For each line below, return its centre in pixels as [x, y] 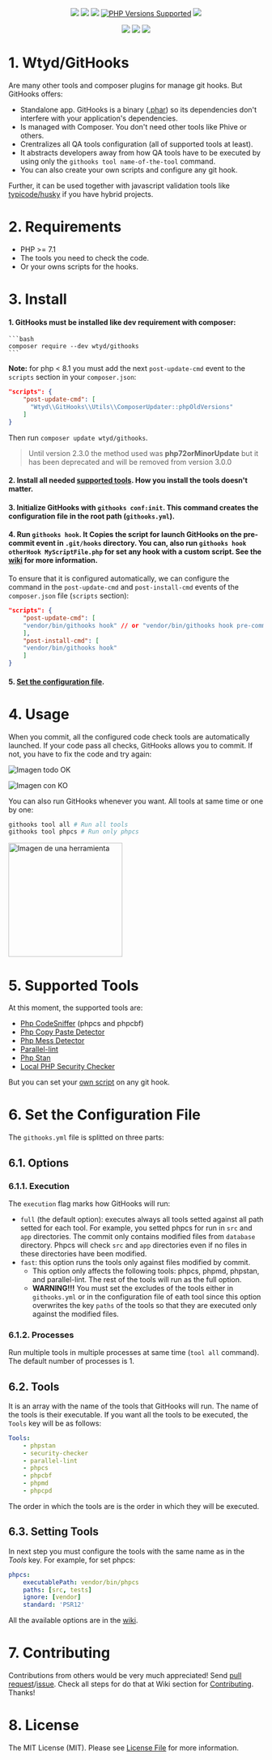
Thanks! [22, 1693]
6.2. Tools [34, 1386]
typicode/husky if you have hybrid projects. [81, 194]
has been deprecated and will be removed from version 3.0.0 [130, 462]
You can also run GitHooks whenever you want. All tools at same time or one [136, 801]
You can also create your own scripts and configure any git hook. [129, 169]
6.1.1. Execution [39, 1186]
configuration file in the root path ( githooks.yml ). [92, 516]
